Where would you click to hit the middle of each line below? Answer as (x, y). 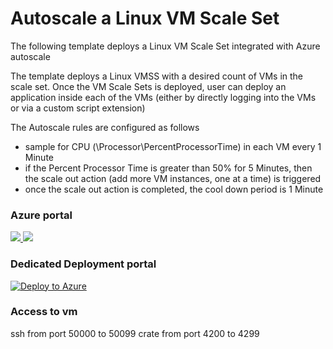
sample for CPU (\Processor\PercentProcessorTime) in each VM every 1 (173, 146)
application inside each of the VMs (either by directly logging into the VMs (163, 97)
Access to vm (44, 312)
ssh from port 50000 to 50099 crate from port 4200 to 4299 (135, 333)
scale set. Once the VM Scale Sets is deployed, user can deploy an (148, 86)
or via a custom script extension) (78, 108)
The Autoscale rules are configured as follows (105, 127)
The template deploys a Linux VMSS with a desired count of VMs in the (157, 76)
